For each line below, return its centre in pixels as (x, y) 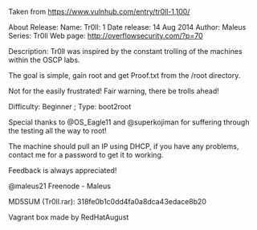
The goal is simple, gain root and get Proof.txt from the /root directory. (124, 75)
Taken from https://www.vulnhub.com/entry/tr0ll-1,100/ (99, 12)
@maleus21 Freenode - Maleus (59, 186)
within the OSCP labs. (44, 60)
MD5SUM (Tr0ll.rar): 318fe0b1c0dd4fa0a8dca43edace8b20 (108, 201)
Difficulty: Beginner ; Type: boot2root (70, 107)
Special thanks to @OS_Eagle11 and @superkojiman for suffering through (129, 122)
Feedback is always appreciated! (63, 170)
